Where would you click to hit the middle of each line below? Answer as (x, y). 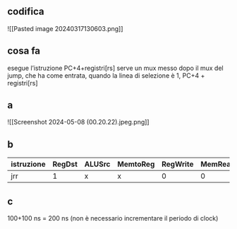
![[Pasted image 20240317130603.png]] (65, 28)
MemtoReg (136, 164)
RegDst (65, 164)
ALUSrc (97, 164)
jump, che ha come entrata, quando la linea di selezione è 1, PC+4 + (106, 75)
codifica (26, 12)
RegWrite (178, 164)
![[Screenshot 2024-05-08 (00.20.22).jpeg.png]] (78, 122)
